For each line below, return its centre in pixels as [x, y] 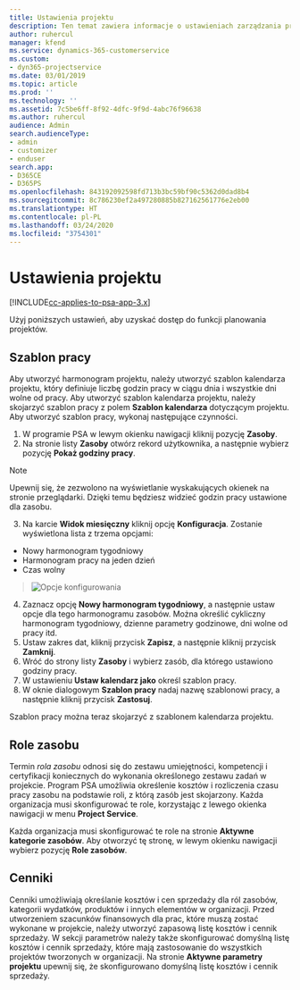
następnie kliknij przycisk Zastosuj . [87, 700]
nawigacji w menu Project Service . [74, 813]
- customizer [33, 150]
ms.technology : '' [43, 101]
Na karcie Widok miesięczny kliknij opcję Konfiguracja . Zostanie [142, 524]
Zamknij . [39, 652]
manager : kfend [37, 42]
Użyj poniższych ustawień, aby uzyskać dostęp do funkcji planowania [138, 320]
